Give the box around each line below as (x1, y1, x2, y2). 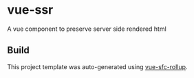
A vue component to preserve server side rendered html (7, 25, 166, 33)
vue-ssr (7, 2, 54, 18)
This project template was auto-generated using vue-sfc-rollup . (7, 62, 188, 70)
